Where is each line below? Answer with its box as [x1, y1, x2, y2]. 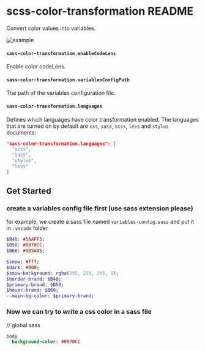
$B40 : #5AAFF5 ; [6, 237, 45, 243]
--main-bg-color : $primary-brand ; [6, 293, 95, 299]
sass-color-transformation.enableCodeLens [6, 50, 116, 56]
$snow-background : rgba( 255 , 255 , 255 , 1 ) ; [6, 270, 119, 276]
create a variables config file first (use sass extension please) [6, 204, 194, 213]
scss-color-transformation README [6, 4, 194, 18]
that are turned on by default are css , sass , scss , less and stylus [6, 122, 170, 130]
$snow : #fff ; [6, 259, 40, 265]
